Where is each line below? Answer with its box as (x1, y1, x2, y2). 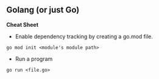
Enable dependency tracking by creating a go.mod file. (15, 33, 154, 40)
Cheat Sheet (6, 21, 38, 28)
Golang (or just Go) (6, 5, 80, 15)
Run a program (15, 55, 53, 63)
